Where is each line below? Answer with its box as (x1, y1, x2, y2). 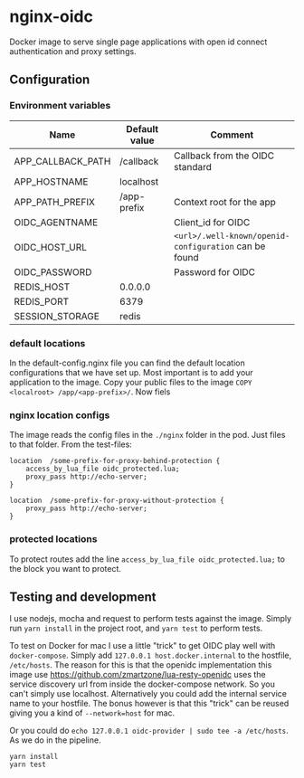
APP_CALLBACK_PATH (14, 155, 111, 167)
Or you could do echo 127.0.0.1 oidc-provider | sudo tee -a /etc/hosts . (9, 726, 290, 736)
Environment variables (9, 100, 111, 112)
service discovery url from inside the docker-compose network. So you (9, 678, 276, 689)
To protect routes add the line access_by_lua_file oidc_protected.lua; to (9, 554, 285, 565)
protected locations (9, 533, 98, 546)
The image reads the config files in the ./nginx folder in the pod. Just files (9, 430, 286, 441)
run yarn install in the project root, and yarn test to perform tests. (9, 622, 263, 634)
